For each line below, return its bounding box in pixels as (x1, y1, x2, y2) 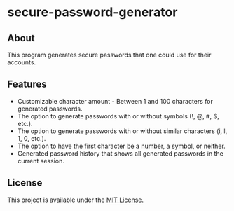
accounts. (7, 58, 36, 67)
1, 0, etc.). (17, 134, 46, 142)
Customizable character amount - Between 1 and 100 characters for (17, 97, 214, 105)
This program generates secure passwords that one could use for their (7, 50, 212, 59)
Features (7, 79, 47, 90)
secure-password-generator (7, 4, 178, 20)
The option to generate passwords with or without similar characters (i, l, (17, 127, 228, 135)
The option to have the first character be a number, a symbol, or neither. (17, 142, 226, 150)
